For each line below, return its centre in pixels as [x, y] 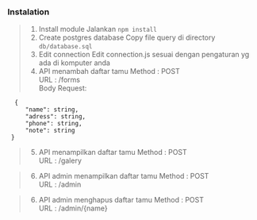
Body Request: [63, 88]
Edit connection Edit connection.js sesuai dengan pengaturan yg [144, 55]
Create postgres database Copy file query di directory [127, 37]
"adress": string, [56, 117]
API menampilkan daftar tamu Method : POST [113, 152]
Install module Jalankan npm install [98, 29]
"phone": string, [54, 124]
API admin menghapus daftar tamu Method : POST [121, 200]
